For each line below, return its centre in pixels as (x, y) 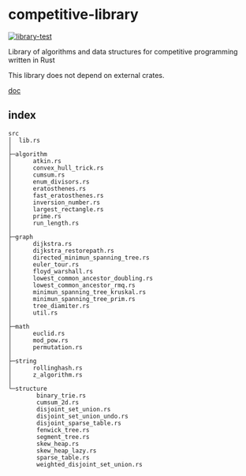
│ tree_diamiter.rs (49, 306)
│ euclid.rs (37, 333)
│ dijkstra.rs (40, 244)
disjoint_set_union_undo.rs (82, 416)
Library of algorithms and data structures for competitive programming (123, 51)
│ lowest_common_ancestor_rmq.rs (72, 285)
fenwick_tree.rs (63, 430)
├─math (19, 326)
